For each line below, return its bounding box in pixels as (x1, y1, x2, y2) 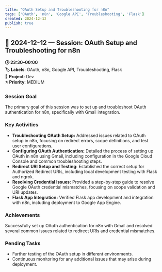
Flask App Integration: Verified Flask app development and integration (12, 194, 154, 200)
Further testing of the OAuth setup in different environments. (12, 251, 133, 257)
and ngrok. (12, 173, 34, 180)
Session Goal (5, 93, 37, 100)
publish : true (5, 20, 34, 26)
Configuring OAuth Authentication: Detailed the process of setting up (12, 148, 154, 153)
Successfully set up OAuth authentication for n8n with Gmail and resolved (5, 222, 153, 228)
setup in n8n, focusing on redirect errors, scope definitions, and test (12, 137, 149, 143)
